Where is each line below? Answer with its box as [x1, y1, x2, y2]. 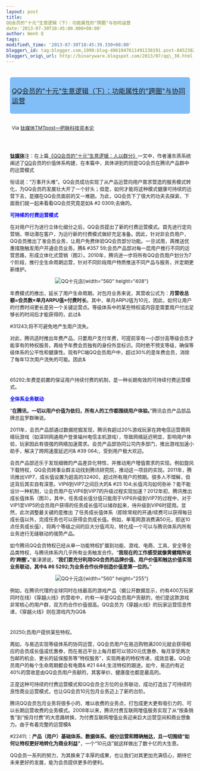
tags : [6, 36, 20, 42]
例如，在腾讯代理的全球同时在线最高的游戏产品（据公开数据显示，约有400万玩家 [10, 587, 193, 594]
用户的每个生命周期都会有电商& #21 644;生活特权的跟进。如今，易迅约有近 [14, 662, 185, 669]
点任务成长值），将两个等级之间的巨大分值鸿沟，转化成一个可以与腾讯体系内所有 [10, 523, 192, 530]
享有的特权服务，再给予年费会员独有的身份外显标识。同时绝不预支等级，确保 [14, 342, 189, 348]
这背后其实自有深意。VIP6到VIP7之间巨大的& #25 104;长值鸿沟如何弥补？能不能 [10, 480, 192, 488]
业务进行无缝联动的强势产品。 [10, 530, 79, 537]
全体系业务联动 [10, 395, 45, 402]
